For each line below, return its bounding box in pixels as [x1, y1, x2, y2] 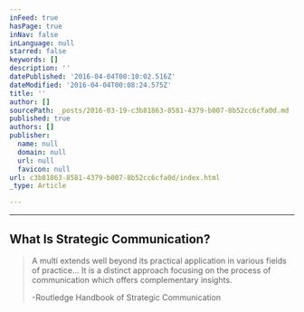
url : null [17, 156, 54, 165]
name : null [17, 139, 59, 148]
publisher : [9, 131, 51, 140]
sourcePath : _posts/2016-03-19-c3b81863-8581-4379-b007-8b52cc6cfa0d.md [9, 106, 290, 115]
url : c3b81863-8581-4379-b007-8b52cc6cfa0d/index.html [9, 173, 221, 182]
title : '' [9, 89, 47, 98]
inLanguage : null [9, 38, 75, 48]
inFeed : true [9, 13, 59, 23]
